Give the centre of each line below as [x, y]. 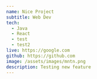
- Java [20, 28]
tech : [13, 23]
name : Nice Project [30, 12]
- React [21, 34]
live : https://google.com [38, 50]
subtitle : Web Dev [29, 17]
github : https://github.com [41, 56]
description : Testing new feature [49, 67]
